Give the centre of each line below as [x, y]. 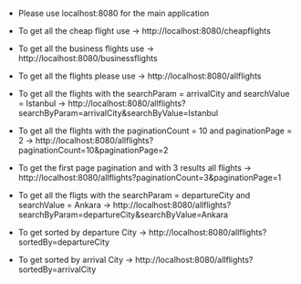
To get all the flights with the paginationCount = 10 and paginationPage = [155, 131]
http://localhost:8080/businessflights [88, 58]
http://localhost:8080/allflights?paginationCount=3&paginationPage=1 [150, 178]
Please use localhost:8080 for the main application [114, 13]
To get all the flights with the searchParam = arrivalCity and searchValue [154, 94]
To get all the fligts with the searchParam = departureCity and [134, 195]
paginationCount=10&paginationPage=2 [93, 150]
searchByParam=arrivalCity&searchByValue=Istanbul [118, 113]
